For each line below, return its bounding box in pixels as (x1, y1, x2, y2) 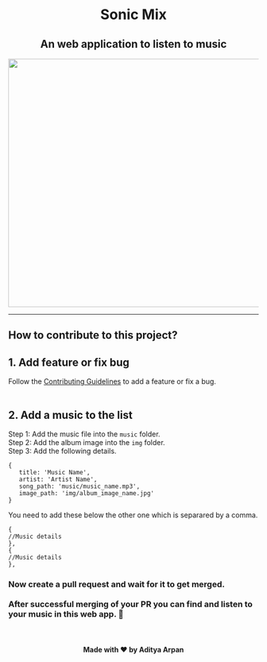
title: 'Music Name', (18, 469, 91, 477)
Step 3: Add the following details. (8, 447, 117, 456)
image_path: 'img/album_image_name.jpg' (18, 490, 155, 497)
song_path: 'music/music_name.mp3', (18, 482, 141, 490)
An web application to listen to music (40, 37, 227, 51)
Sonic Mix (100, 6, 167, 24)
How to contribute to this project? (8, 328, 178, 343)
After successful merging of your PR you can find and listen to (8, 598, 253, 610)
